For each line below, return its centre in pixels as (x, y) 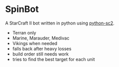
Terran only (24, 32)
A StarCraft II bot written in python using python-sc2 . (60, 23)
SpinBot (22, 9)
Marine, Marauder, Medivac (41, 38)
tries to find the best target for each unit (53, 59)
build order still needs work (40, 54)
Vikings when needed (35, 43)
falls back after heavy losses (42, 48)
